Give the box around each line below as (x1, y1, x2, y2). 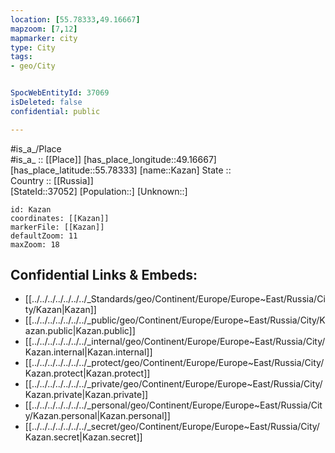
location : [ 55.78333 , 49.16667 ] (10, 14, 141, 25)
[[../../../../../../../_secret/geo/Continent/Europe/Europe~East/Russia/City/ (24, 421, 320, 433)
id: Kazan (10, 204, 52, 215)
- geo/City (10, 61, 56, 71)
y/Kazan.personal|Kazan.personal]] (24, 410, 171, 422)
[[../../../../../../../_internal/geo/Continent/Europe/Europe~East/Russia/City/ (24, 336, 326, 348)
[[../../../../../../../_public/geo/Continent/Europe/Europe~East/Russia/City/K (24, 314, 326, 326)
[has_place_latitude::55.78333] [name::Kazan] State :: (10, 164, 232, 176)
